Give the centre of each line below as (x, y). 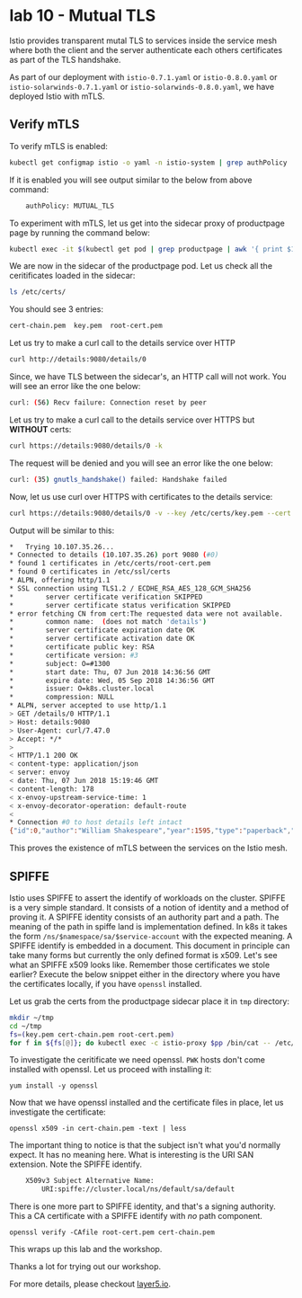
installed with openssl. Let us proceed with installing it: (111, 1070)
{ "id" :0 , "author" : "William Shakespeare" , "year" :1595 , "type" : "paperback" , (151, 831)
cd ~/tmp (26, 1026)
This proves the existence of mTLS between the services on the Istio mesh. (148, 848)
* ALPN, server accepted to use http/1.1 (88, 706)
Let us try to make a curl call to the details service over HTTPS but (132, 420)
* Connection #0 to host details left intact (96, 822)
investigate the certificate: (58, 1112)
